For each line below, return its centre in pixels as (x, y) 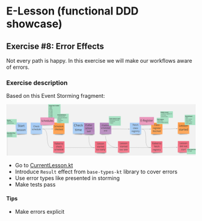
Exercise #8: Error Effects (55, 46)
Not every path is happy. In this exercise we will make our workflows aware (99, 61)
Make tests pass (35, 185)
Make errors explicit (40, 212)
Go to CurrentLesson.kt (44, 165)
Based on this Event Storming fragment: (56, 96)
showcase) (34, 24)
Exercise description (37, 83)
